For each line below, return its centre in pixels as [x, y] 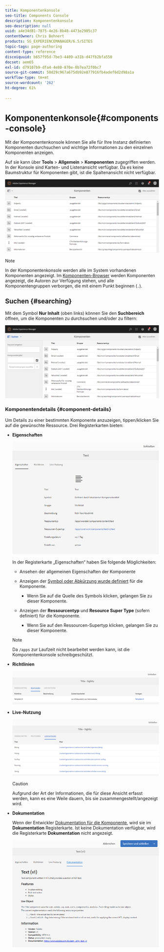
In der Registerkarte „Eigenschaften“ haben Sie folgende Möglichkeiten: [84, 562]
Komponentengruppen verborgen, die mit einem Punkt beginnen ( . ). [74, 286]
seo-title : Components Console [37, 15]
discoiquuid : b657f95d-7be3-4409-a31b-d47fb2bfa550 [59, 57]
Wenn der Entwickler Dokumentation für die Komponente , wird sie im [82, 823]
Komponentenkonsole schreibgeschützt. [53, 655]
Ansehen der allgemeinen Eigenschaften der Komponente [77, 572]
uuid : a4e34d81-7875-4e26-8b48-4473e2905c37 [51, 31]
